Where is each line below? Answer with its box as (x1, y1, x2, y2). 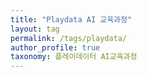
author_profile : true (10, 42, 101, 53)
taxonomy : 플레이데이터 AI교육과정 (10, 52, 138, 62)
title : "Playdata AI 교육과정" (10, 14, 133, 25)
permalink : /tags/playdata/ (10, 33, 128, 43)
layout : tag (10, 24, 60, 34)
